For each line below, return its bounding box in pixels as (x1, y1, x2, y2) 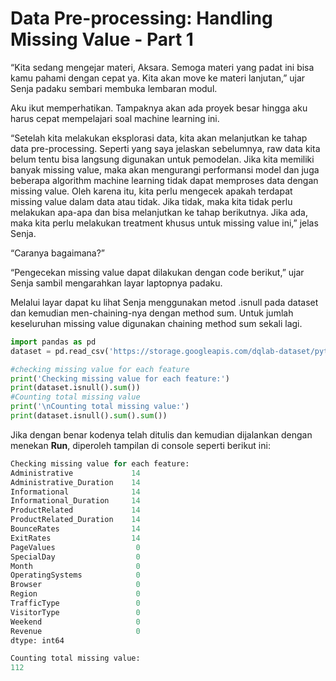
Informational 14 (10, 487, 141, 497)
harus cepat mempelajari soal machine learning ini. (10, 112, 220, 124)
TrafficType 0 (10, 598, 141, 609)
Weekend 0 (10, 617, 141, 627)
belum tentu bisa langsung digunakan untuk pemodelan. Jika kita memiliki (10, 153, 315, 165)
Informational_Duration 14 (10, 496, 141, 506)
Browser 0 (10, 580, 141, 590)
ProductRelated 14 (10, 505, 141, 516)
